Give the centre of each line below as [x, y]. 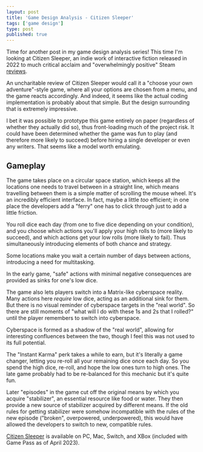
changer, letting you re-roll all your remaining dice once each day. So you [98, 361]
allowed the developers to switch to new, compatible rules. [79, 424]
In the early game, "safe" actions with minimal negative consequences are [99, 274]
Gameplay [26, 166]
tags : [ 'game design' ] [35, 23]
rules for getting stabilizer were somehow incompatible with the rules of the [101, 411]
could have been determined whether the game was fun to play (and [92, 134]
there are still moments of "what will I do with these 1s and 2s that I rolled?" [100, 311]
